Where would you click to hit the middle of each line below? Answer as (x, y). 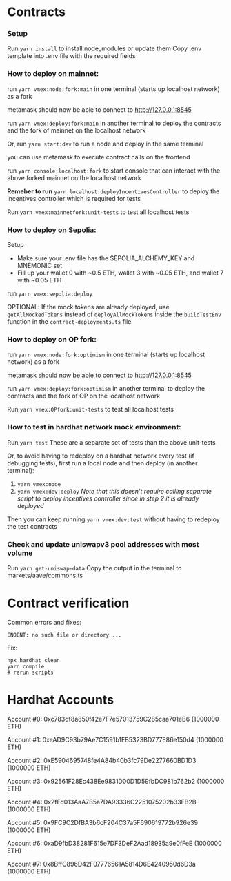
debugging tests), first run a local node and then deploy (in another (102, 463)
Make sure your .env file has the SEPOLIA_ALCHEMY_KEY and (106, 258)
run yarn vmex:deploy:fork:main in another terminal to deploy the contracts (114, 123)
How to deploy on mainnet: (53, 74)
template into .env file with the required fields (71, 56)
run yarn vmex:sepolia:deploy (50, 293)
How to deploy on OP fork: (52, 339)
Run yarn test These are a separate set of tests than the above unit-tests (111, 442)
